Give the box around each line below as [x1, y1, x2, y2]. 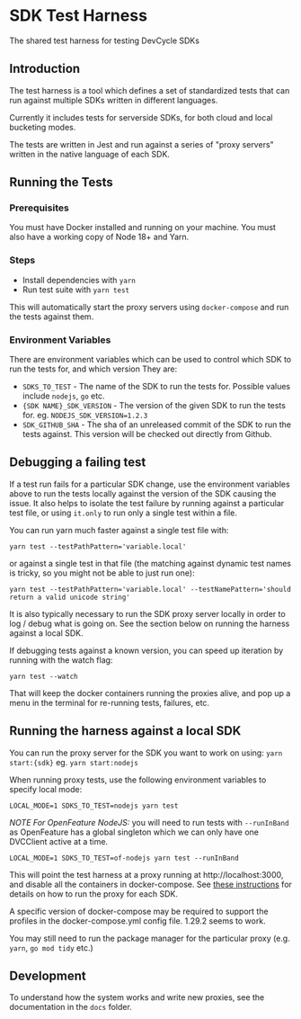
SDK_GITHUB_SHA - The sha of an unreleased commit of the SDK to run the [22, 419, 292, 430]
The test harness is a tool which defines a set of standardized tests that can [9, 85, 290, 95]
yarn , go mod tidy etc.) [9, 942, 94, 953]
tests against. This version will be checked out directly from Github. [22, 429, 272, 440]
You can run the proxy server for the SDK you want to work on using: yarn [9, 747, 283, 758]
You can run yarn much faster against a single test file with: [9, 524, 229, 535]
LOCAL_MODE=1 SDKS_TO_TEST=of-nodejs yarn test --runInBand [9, 854, 240, 863]
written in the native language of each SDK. [9, 148, 171, 159]
